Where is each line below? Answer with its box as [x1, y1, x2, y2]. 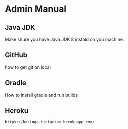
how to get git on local [5, 64, 51, 70]
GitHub [5, 51, 28, 59]
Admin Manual [5, 3, 67, 15]
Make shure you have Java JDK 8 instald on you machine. [5, 36, 124, 42]
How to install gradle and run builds [5, 92, 78, 98]
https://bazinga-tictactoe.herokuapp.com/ [5, 120, 95, 125]
